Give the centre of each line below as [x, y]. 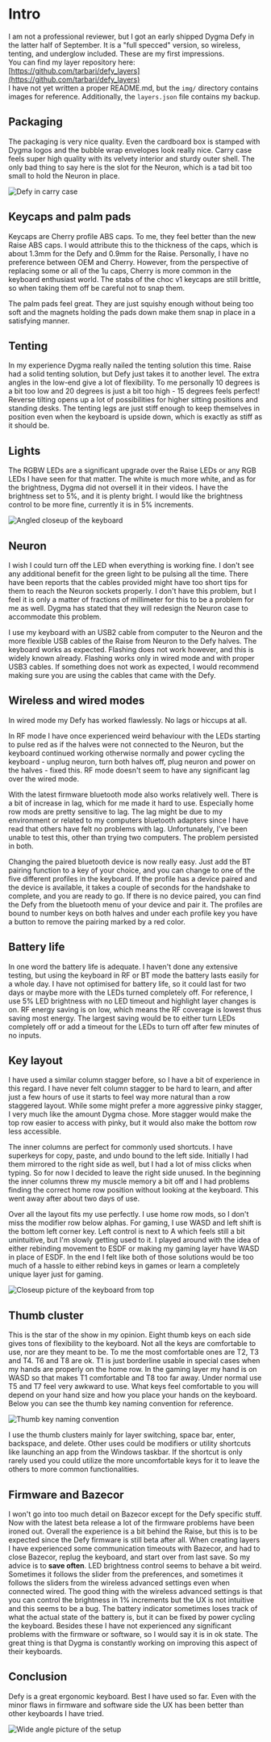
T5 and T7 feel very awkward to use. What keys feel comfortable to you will [133, 1386]
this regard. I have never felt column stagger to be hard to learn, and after [130, 1088]
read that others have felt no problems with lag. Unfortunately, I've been [128, 828]
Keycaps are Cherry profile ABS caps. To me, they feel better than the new [132, 236]
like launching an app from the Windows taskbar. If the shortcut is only [126, 1452]
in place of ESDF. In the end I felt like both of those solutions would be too [131, 1257]
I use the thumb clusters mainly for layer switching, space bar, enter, [122, 1435]
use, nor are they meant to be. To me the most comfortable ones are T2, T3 [134, 1352]
